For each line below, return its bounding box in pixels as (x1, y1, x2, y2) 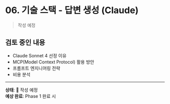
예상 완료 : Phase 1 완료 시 (5, 93, 56, 99)
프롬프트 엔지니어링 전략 (12, 65, 61, 71)
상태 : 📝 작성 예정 (5, 86, 38, 93)
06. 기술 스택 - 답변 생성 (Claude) (5, 5, 139, 16)
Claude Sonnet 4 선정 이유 (12, 52, 67, 58)
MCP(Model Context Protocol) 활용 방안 (12, 59, 95, 65)
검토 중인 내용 (5, 38, 46, 47)
